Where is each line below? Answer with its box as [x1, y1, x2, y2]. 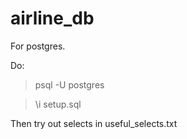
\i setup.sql [34, 98, 82, 110]
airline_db [10, 7, 95, 30]
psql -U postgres [34, 78, 105, 91]
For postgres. [10, 40, 66, 52]
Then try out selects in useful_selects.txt [10, 117, 178, 129]
